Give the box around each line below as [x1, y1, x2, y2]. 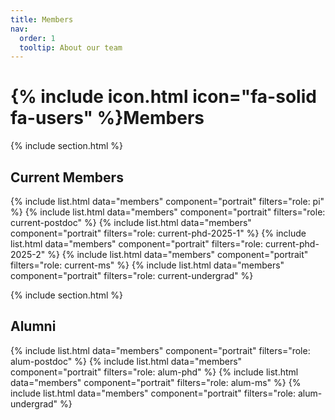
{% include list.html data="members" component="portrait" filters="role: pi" [10, 196, 325, 207]
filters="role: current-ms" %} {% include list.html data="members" [10, 259, 285, 271]
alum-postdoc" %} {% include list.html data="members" [10, 355, 243, 367]
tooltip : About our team [19, 42, 123, 53]
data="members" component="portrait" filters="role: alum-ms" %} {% [10, 376, 302, 388]
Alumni [10, 318, 57, 335]
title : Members [10, 14, 74, 25]
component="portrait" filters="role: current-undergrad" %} [10, 270, 254, 281]
